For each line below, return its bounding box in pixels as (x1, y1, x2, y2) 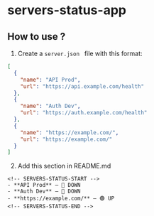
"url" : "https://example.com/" (20, 136, 113, 143)
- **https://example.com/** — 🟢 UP (7, 195, 115, 202)
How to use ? (7, 31, 66, 43)
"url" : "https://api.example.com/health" (20, 82, 144, 90)
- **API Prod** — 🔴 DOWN (7, 182, 81, 189)
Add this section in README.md (17, 162, 111, 171)
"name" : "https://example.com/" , (20, 129, 119, 136)
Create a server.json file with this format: (17, 49, 143, 58)
